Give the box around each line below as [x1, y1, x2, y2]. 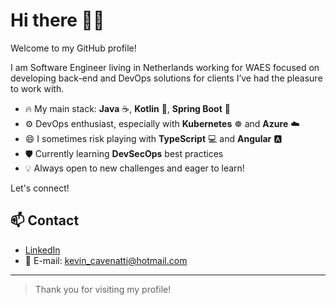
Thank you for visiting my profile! [34, 283, 172, 295]
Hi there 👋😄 [10, 9, 105, 32]
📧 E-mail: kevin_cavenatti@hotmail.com [24, 254, 188, 266]
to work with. [10, 82, 65, 94]
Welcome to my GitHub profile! [10, 42, 137, 54]
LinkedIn [24, 244, 61, 256]
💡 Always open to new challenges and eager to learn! [24, 162, 245, 174]
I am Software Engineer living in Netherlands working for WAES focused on [10, 61, 320, 73]
